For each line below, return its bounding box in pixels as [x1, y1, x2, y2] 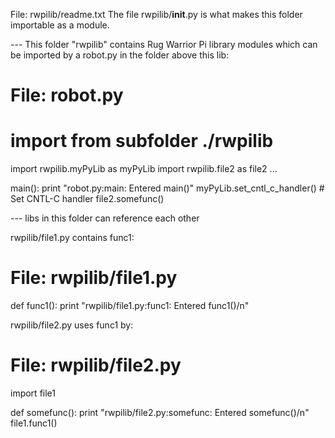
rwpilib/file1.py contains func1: [10, 232, 135, 244]
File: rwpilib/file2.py [10, 354, 182, 377]
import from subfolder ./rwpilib [10, 130, 274, 153]
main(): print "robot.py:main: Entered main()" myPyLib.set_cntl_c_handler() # [10, 182, 325, 194]
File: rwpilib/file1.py [10, 267, 178, 289]
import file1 [10, 387, 56, 399]
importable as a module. [10, 19, 110, 31]
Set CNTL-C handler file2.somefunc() [10, 193, 165, 205]
